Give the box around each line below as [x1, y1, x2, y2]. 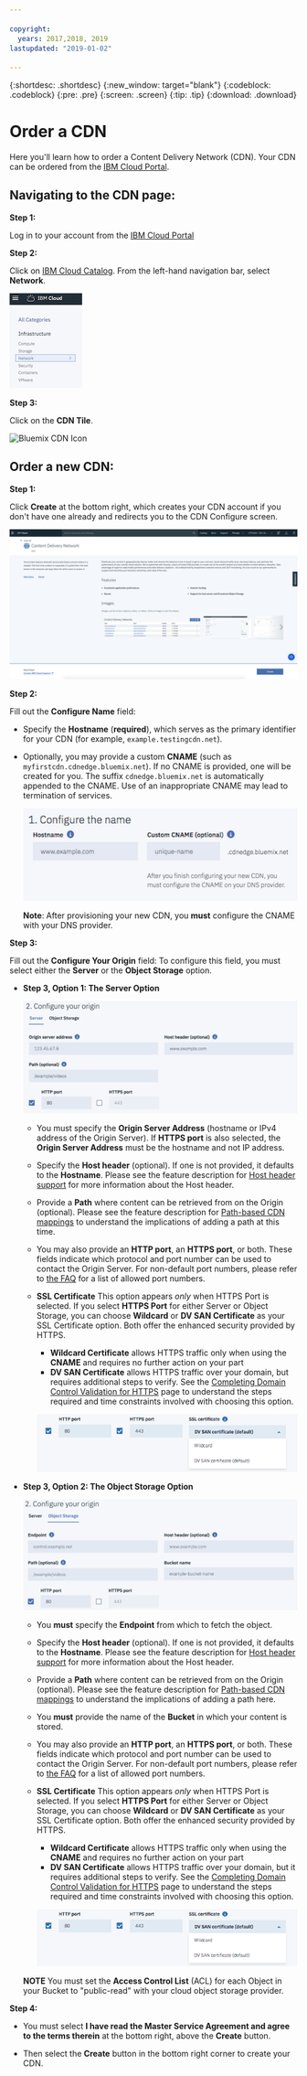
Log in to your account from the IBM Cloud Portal [9, 230, 195, 241]
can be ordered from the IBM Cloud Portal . [9, 161, 170, 173]
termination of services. [22, 789, 112, 800]
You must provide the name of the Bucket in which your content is [36, 1711, 288, 1722]
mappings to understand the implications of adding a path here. [36, 1693, 276, 1705]
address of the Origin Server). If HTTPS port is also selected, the [36, 1132, 281, 1143]
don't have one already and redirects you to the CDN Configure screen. [9, 510, 279, 521]
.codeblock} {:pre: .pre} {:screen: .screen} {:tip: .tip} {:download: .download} [9, 90, 297, 101]
